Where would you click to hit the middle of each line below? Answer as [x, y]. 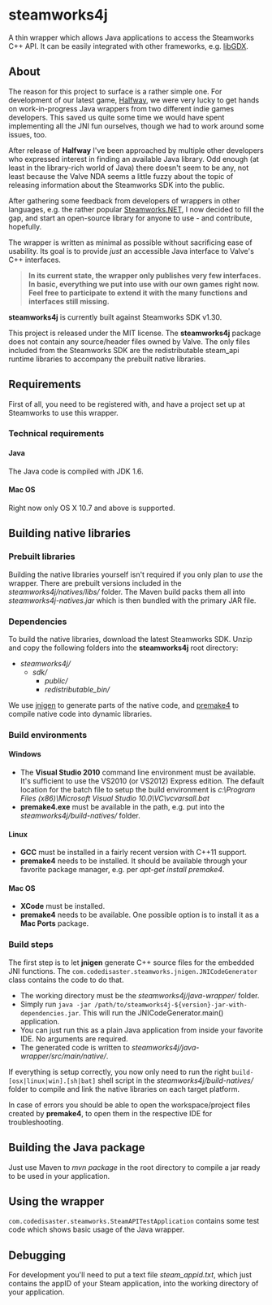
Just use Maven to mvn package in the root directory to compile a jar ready [134, 1167]
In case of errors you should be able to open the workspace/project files [130, 1105]
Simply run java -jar [56, 1004]
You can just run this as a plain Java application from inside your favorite [142, 1030]
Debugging [37, 1255]
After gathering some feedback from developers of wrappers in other [124, 200]
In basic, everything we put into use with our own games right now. [144, 284]
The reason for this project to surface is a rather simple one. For [115, 91]
